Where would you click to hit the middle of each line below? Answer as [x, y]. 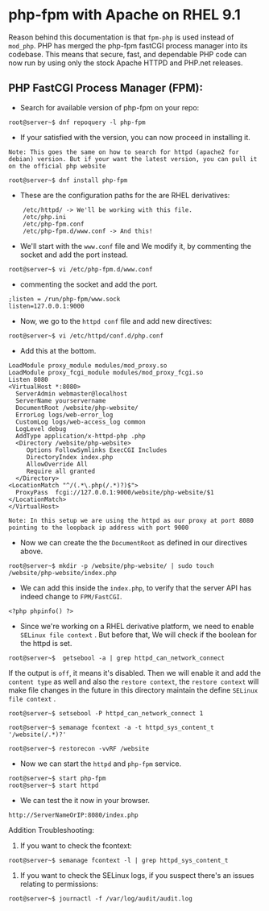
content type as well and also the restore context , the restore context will [134, 681]
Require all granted [60, 471]
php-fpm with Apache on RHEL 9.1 [125, 15]
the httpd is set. [46, 643]
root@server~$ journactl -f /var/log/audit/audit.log [101, 899]
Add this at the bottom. [58, 350]
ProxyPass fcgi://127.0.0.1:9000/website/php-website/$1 [115, 492]
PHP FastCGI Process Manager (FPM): [106, 88]
